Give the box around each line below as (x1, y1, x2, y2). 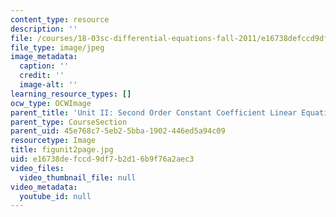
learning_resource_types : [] (10, 89, 132, 99)
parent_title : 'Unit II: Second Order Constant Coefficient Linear (10, 107, 298, 118)
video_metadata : (10, 182, 78, 192)
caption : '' (19, 61, 70, 71)
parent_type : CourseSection (10, 117, 128, 127)
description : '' (10, 24, 78, 34)
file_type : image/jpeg (10, 42, 105, 53)
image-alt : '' (19, 80, 78, 90)
